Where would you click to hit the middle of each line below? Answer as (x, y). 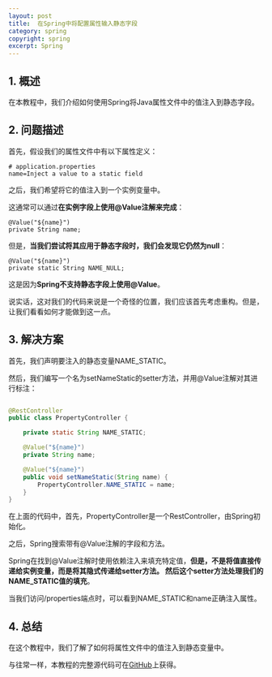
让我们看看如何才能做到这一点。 (62, 311)
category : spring (38, 31)
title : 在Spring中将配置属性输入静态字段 (73, 24)
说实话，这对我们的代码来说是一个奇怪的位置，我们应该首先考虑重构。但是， (136, 301)
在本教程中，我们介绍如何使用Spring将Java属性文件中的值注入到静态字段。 (134, 101)
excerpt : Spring (36, 46)
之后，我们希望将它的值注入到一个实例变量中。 (86, 190)
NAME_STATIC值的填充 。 (51, 581)
